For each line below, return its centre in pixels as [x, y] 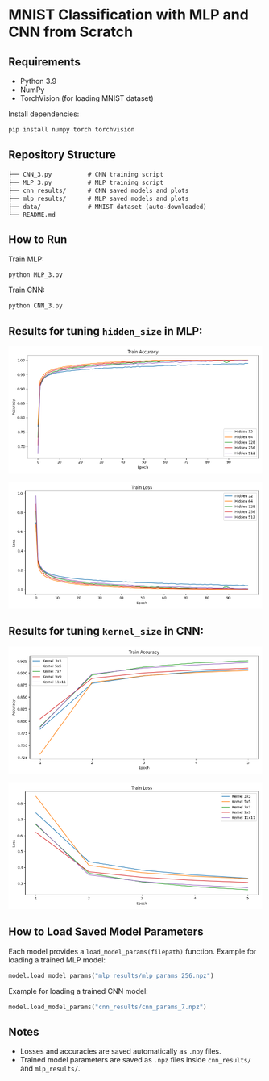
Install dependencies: [44, 114]
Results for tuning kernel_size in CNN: [106, 631]
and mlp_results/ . [50, 1068]
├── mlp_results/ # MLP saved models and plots [99, 198]
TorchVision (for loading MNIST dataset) [87, 98]
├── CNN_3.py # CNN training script [86, 174]
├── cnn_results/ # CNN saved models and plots [99, 190]
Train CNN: [27, 290]
